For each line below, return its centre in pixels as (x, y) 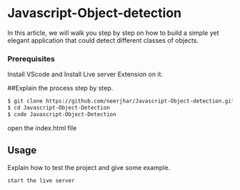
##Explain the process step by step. (60, 88)
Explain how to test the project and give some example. (89, 167)
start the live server (41, 180)
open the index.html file (42, 128)
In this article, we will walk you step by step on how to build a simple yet (113, 33)
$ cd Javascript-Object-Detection (59, 108)
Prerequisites (31, 58)
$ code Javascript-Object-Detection (62, 114)
